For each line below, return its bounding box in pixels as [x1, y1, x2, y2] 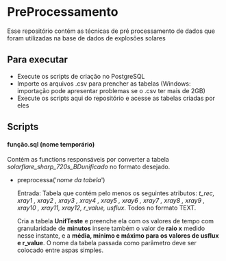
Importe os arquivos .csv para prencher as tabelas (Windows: [16, 79, 191, 88]
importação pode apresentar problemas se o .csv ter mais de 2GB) [16, 86, 205, 95]
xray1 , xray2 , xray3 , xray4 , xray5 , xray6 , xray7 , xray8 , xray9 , [16, 197, 205, 205]
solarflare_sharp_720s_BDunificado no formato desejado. [7, 162, 171, 171]
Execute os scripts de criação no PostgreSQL [16, 72, 145, 80]
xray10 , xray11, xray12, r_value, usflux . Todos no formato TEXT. [16, 203, 197, 212]
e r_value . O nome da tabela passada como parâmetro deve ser [16, 239, 197, 247]
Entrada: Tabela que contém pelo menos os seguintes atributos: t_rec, [16, 189, 215, 197]
